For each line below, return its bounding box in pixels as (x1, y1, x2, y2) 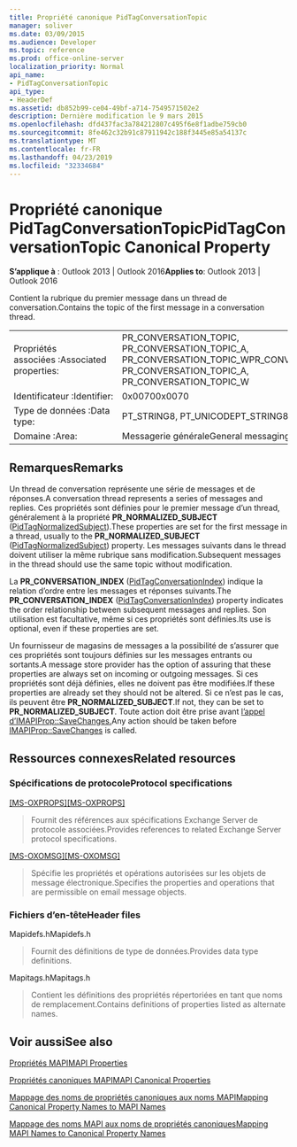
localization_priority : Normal (9, 63, 125, 72)
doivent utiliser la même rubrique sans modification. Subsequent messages (9, 550, 281, 561)
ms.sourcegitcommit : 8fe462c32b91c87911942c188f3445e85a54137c (9, 128, 247, 137)
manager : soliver (9, 21, 73, 30)
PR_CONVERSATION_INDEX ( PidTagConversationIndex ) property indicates (9, 595, 284, 606)
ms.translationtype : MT (9, 136, 97, 145)
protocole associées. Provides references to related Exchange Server (30, 824, 282, 834)
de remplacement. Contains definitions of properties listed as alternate (30, 999, 286, 1010)
